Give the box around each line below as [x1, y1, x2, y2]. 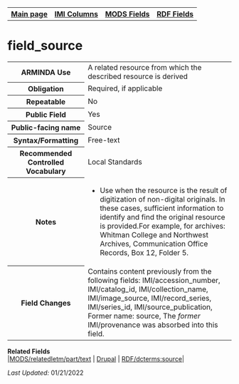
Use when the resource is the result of [99, 185, 228, 195]
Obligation [28, 84, 64, 94]
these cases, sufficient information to [99, 203, 224, 213]
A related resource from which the [87, 62, 202, 72]
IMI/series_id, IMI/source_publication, [87, 302, 213, 312]
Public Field [26, 110, 66, 120]
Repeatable [26, 97, 66, 107]
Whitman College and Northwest [99, 229, 208, 239]
